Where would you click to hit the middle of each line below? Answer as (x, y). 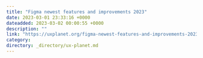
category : (19, 40)
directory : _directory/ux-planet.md (52, 46)
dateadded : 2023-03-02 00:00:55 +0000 (55, 23)
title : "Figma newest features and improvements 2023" (77, 12)
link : (13, 34)
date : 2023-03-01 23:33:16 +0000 (48, 18)
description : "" (27, 29)
